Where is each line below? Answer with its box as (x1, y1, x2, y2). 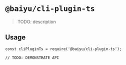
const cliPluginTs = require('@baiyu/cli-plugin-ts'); (5, 46, 122, 51)
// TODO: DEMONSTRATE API (5, 55, 59, 60)
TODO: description (17, 18, 56, 24)
